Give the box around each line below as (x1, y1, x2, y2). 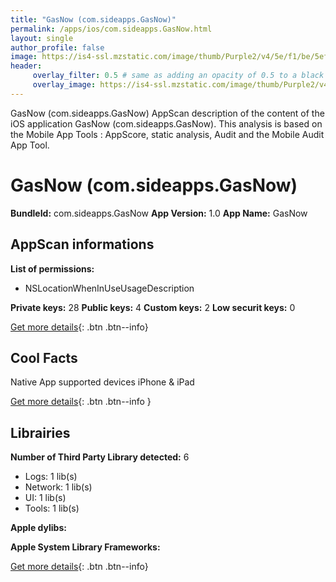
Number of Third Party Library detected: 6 (10, 451, 190, 463)
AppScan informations (10, 236, 155, 253)
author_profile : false (10, 42, 105, 53)
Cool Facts (10, 349, 78, 366)
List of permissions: (10, 262, 95, 275)
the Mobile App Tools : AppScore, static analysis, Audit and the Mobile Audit (10, 128, 325, 140)
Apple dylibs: (10, 522, 67, 534)
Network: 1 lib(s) (24, 481, 93, 493)
